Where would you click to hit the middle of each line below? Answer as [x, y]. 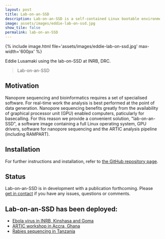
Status [15, 177]
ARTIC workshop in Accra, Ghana [46, 226]
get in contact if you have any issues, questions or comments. [68, 193]
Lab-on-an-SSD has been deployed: [61, 209]
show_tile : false [23, 28]
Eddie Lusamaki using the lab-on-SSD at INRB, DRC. [58, 61]
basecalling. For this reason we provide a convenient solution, [68, 119]
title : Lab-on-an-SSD [27, 14]
